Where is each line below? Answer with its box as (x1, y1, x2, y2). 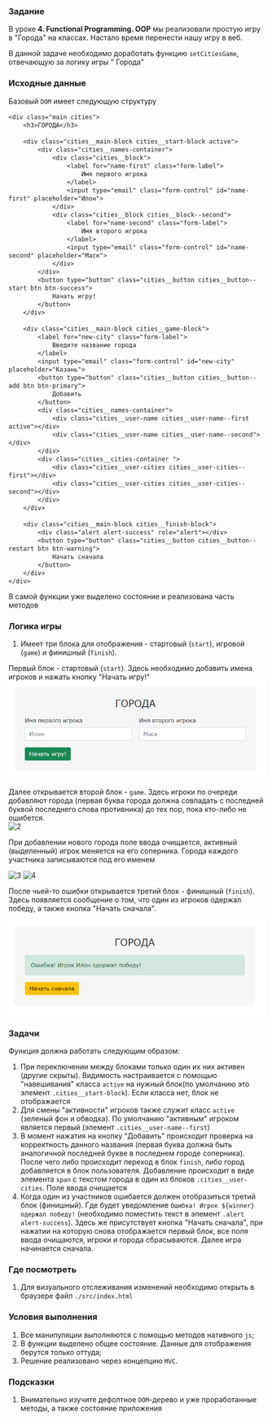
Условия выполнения (8, 1311, 98, 1322)
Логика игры (8, 621, 63, 632)
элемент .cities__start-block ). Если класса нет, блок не (20, 1088, 219, 1098)
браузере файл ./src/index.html (20, 1291, 134, 1300)
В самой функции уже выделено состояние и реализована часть (8, 591, 235, 601)
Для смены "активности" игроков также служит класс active (20, 1105, 235, 1115)
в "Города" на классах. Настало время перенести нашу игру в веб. (8, 33, 243, 42)
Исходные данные (8, 77, 87, 89)
